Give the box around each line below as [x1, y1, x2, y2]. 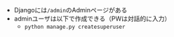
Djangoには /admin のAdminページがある [13, 6, 128, 14]
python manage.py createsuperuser [24, 23, 126, 30]
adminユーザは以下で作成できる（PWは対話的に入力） [13, 14, 171, 23]
